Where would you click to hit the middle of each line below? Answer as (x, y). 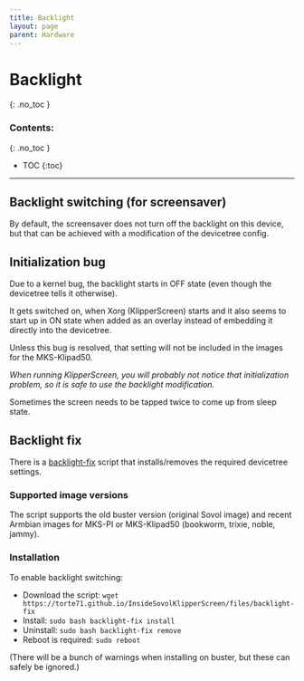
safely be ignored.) (44, 667)
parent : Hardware (42, 34)
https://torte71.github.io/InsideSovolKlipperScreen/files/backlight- (158, 603)
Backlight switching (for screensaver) (118, 202)
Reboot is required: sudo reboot (81, 639)
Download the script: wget (71, 595)
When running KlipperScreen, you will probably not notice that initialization (149, 375)
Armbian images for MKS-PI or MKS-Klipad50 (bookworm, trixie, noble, (142, 524)
